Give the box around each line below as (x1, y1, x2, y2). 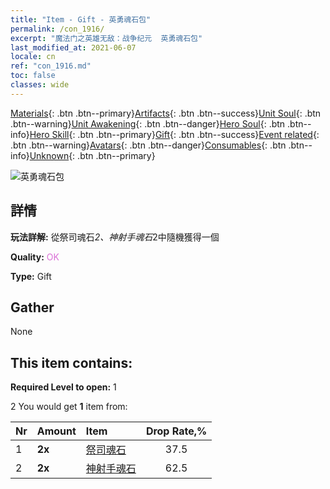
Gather (10, 299, 55, 316)
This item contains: (10, 354, 133, 371)
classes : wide (10, 80, 70, 90)
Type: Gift (10, 270, 52, 282)
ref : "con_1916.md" (10, 61, 92, 71)
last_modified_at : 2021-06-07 (10, 42, 137, 53)
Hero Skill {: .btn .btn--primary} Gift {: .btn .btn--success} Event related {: (29, 128, 320, 140)
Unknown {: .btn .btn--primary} (29, 149, 156, 161)
